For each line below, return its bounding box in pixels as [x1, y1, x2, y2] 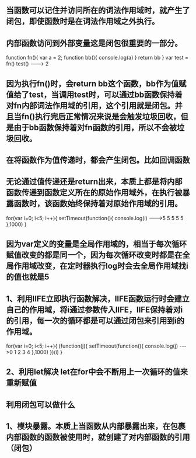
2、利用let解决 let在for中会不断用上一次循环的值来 [6, 367, 188, 377]
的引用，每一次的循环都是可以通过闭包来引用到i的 [6, 315, 185, 325]
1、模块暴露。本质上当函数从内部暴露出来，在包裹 [6, 421, 186, 431]
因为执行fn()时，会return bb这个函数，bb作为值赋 [6, 78, 187, 89]
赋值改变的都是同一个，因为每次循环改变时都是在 [6, 250, 183, 260]
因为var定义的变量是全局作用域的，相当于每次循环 [6, 239, 187, 249]
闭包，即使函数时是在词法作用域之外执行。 [6, 16, 159, 26]
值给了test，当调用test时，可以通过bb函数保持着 [6, 89, 183, 99]
